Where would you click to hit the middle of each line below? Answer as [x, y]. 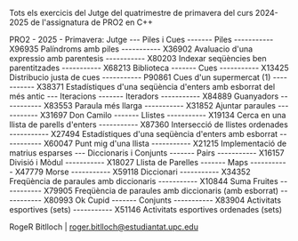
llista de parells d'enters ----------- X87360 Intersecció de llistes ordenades [149, 125]
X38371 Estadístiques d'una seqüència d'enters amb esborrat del [156, 87]
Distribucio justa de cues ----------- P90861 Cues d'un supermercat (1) [140, 77]
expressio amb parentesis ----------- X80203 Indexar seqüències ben [138, 58]
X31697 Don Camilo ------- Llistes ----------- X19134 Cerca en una [163, 115]
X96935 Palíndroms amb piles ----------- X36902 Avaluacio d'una [131, 49]
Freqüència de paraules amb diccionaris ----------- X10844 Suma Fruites [144, 181]
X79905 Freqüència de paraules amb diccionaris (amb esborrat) [161, 191]
